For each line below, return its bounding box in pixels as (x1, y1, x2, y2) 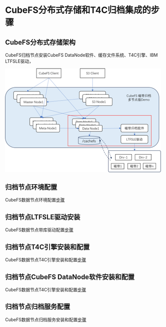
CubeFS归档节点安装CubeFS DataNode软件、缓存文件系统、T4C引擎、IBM (5, 52, 158, 58)
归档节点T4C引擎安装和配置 (5, 243, 90, 251)
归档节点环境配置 (5, 183, 57, 192)
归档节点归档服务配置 (5, 302, 70, 311)
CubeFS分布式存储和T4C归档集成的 (5, 4, 151, 16)
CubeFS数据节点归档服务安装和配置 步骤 (5, 317, 86, 323)
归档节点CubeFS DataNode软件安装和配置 (5, 273, 135, 281)
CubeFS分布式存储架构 (5, 38, 76, 46)
